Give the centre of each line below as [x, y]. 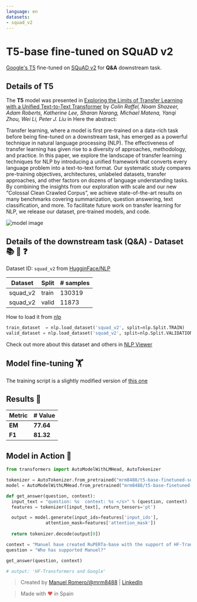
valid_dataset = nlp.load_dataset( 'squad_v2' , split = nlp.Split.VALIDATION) [101, 333]
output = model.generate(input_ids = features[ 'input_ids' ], [85, 517]
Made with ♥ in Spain [47, 594]
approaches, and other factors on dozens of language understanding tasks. [97, 180]
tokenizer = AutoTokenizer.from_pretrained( [61, 480]
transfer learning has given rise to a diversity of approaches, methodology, [96, 149]
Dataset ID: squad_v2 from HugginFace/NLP [58, 268]
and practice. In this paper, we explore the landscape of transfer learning [94, 156]
